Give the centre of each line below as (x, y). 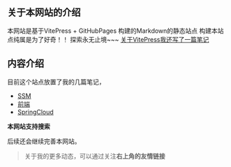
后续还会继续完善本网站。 (44, 141)
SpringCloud (35, 112)
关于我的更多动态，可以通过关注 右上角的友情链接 (95, 156)
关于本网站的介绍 (44, 13)
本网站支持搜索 (29, 126)
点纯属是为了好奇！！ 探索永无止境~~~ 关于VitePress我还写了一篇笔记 (108, 39)
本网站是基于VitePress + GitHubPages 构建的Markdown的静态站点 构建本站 (116, 31)
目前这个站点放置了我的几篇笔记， (56, 82)
